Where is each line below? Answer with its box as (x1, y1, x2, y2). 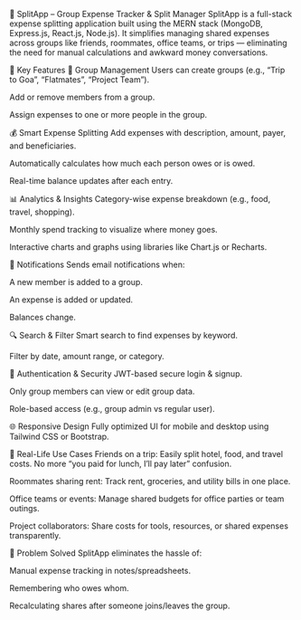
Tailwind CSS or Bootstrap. (9, 431, 110, 442)
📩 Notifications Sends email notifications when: (9, 259, 185, 270)
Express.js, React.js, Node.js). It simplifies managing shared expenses (9, 28, 269, 38)
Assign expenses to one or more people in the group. (9, 110, 208, 119)
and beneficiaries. (9, 140, 77, 151)
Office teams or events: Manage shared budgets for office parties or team (9, 493, 285, 504)
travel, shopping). (9, 206, 75, 217)
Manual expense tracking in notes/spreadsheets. (9, 566, 192, 576)
